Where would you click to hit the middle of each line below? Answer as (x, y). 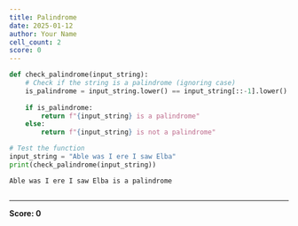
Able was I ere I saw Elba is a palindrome (91, 181)
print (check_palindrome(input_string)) (83, 165)
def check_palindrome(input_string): (79, 75)
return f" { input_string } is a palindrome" (121, 116)
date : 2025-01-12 (41, 26)
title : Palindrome (43, 17)
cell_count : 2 (35, 42)
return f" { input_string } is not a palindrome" (129, 132)
